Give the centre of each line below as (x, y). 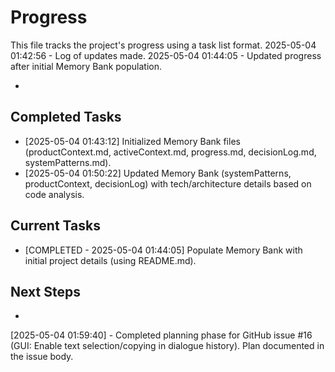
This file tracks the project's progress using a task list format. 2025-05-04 (163, 45)
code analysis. (54, 194)
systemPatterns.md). (68, 162)
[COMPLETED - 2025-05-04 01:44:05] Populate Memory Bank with (163, 250)
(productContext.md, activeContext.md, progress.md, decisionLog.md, (170, 152)
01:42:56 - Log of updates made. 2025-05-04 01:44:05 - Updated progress (166, 55)
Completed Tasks (66, 117)
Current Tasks (55, 226)
